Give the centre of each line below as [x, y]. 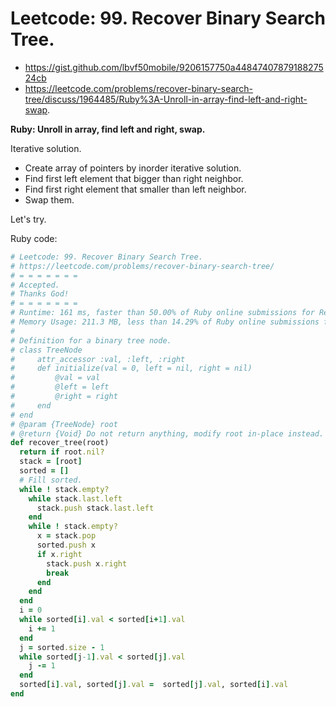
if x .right [59, 554]
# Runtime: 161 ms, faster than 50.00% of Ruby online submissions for [162, 313]
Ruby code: [34, 238]
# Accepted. [35, 285]
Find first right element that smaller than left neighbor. [135, 189]
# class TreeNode [46, 350]
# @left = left [60, 387]
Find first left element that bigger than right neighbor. [134, 178]
